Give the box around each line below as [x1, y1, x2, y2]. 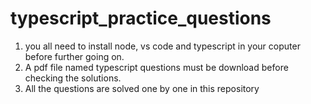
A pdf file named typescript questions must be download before [24, 61, 289, 73]
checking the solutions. [24, 72, 122, 84]
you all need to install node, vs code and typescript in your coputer [24, 40, 301, 52]
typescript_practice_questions [10, 7, 272, 30]
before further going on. [24, 50, 125, 62]
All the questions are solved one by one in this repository [24, 82, 260, 94]
